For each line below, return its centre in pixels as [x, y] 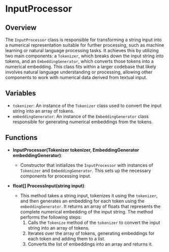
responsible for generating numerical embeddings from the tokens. [83, 122]
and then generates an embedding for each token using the [82, 201]
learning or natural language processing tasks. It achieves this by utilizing [82, 50]
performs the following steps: [51, 217]
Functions [22, 138]
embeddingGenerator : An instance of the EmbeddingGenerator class [80, 116]
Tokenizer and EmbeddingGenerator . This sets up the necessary [86, 170]
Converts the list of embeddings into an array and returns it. [90, 244]
